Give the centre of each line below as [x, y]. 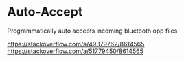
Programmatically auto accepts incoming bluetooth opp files [92, 31]
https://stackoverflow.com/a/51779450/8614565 [76, 51]
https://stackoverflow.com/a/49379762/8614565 [76, 44]
